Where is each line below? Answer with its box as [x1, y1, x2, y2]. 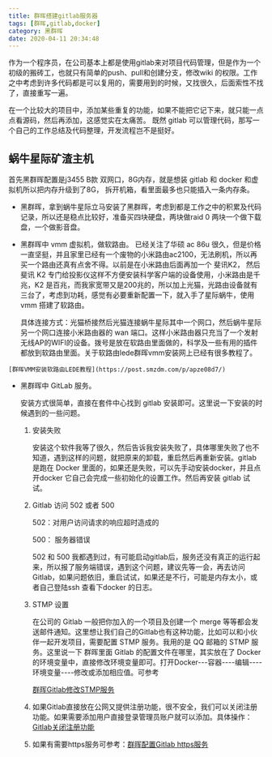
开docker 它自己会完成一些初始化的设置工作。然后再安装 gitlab [32, 473, 241, 483]
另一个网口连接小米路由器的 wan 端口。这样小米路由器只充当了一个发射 [19, 327, 259, 337]
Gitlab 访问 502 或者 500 [32, 500, 115, 511]
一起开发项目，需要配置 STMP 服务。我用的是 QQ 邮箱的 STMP [39, 637, 249, 647]
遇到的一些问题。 [27, 408, 85, 418]
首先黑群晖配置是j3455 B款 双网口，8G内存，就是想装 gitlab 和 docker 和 [8, 175, 252, 185]
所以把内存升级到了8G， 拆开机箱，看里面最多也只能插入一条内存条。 [22, 185, 255, 195]
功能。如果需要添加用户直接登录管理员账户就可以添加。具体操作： [32, 712, 253, 722]
